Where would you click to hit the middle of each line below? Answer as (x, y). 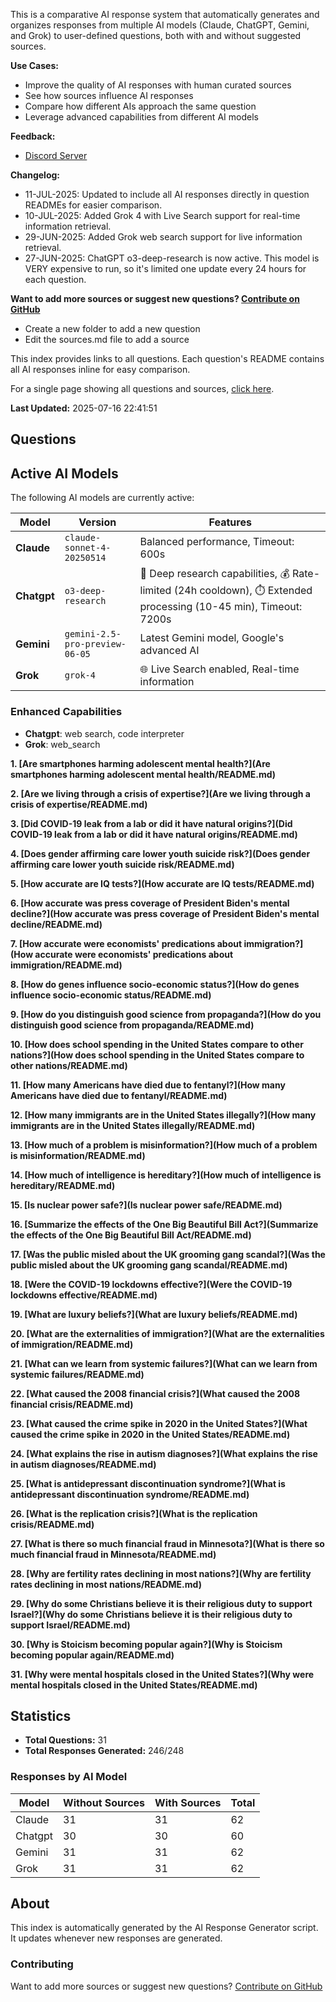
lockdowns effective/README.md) (84, 1295)
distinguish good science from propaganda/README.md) (132, 1025)
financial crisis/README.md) (72, 1404)
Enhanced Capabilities (66, 712)
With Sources (188, 1802)
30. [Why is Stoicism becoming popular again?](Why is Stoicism (146, 1644)
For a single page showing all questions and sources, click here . (142, 388)
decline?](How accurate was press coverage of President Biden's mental (165, 913)
